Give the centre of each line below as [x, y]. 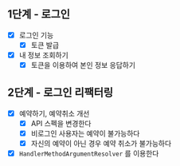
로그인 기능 [36, 35]
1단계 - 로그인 [39, 14]
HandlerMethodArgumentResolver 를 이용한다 [89, 153]
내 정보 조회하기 [43, 55]
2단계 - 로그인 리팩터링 [60, 93]
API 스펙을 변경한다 [61, 123]
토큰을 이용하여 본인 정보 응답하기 [83, 65]
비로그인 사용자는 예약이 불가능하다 [85, 133]
